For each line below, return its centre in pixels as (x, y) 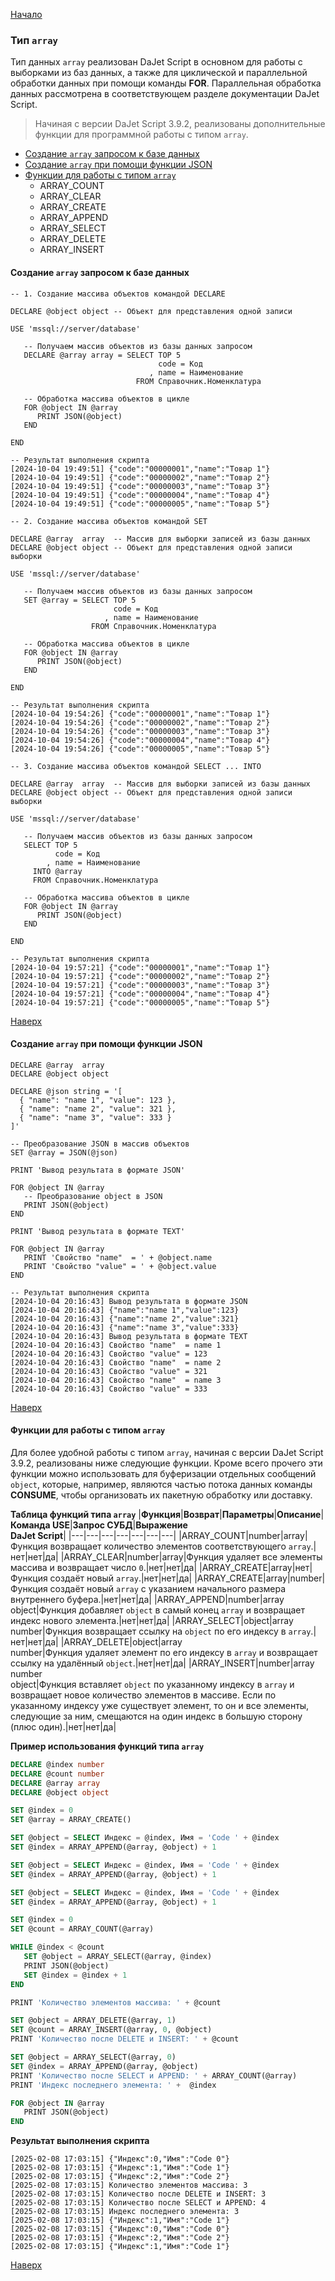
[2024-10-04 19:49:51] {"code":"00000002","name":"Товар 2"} (140, 477)
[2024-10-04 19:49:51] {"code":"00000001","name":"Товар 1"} (140, 469)
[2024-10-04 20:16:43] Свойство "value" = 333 (109, 1389)
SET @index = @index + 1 (75, 1975)
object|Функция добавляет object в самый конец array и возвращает (157, 1610)
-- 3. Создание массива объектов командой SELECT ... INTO (136, 766)
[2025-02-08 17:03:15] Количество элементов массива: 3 (129, 2185)
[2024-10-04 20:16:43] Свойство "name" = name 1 (116, 1345)
